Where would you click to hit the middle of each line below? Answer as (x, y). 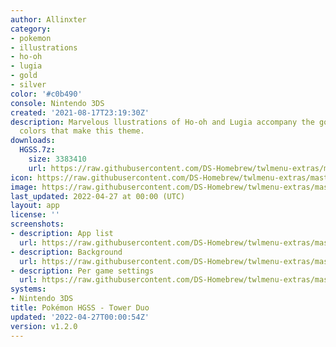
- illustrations (44, 47)
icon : (21, 177)
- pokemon (31, 38)
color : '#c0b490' (46, 94)
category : (31, 29)
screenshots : (37, 224)
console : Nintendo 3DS (57, 103)
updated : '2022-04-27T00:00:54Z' (80, 317)
